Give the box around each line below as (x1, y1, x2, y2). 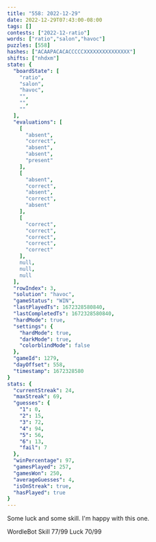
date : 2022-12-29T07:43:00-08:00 (7, 16, 103, 23)
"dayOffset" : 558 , (13, 361, 66, 368)
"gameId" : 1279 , (13, 355, 60, 362)
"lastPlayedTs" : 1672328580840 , (13, 304, 106, 311)
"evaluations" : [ (13, 118, 63, 126)
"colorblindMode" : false (19, 342, 90, 349)
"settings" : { (13, 323, 53, 330)
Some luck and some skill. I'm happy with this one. (7, 515, 150, 523)
